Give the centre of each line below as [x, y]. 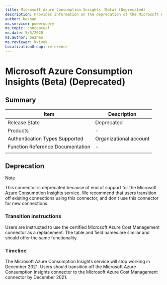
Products [18, 131]
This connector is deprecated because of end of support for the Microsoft [81, 188]
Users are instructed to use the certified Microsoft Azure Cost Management [83, 227]
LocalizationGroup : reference [37, 47]
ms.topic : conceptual [28, 28]
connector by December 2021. [36, 277]
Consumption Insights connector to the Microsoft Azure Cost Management [82, 272]
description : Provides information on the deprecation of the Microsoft [82, 14]
